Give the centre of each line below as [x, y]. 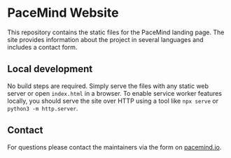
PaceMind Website [63, 13]
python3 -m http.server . [43, 108]
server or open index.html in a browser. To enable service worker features [115, 93]
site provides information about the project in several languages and [106, 39]
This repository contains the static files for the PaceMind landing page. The [116, 32]
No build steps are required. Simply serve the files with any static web [108, 86]
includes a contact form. [42, 47]
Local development [50, 69]
